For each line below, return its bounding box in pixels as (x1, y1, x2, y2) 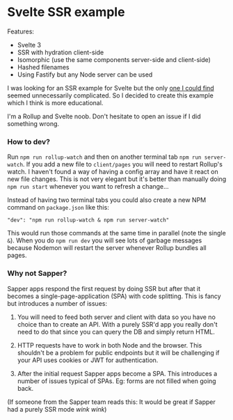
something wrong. (7, 119, 60, 127)
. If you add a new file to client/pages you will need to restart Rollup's (22, 160, 223, 169)
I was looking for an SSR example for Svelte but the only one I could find (7, 84, 214, 92)
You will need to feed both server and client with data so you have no (17, 313, 216, 321)
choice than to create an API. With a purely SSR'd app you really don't (17, 320, 218, 328)
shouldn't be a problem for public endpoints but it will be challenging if (17, 348, 220, 357)
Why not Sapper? (7, 269, 67, 279)
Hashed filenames (17, 63, 70, 71)
